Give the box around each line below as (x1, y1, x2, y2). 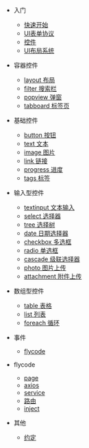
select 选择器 (23, 212, 62, 220)
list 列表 (23, 310, 47, 318)
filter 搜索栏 (23, 85, 57, 92)
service (23, 389, 46, 396)
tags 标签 (23, 174, 51, 182)
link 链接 (23, 157, 48, 165)
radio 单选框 (23, 247, 59, 254)
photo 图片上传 (23, 264, 66, 272)
